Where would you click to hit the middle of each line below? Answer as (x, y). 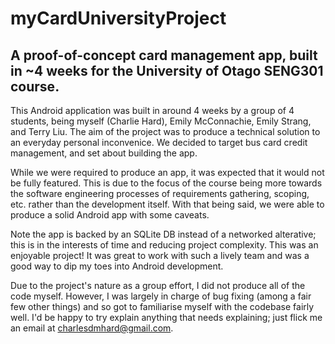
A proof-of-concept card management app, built (164, 55)
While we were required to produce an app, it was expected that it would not (167, 172)
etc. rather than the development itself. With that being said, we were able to (167, 204)
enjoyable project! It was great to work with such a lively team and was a (160, 255)
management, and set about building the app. (104, 153)
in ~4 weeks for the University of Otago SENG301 (167, 70)
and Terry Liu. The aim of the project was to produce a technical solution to (165, 131)
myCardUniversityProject (118, 18)
